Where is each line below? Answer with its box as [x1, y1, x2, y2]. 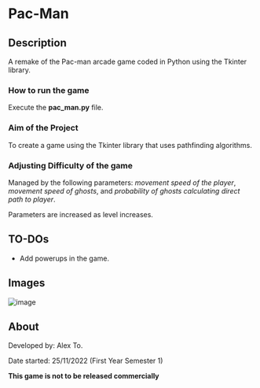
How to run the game [8, 84, 90, 95]
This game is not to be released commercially [8, 371, 159, 381]
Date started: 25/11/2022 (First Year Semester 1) [8, 356, 163, 366]
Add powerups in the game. [19, 253, 110, 263]
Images [8, 276, 46, 290]
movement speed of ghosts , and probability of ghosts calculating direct [8, 186, 240, 195]
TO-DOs [8, 233, 49, 246]
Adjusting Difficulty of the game [8, 160, 134, 171]
